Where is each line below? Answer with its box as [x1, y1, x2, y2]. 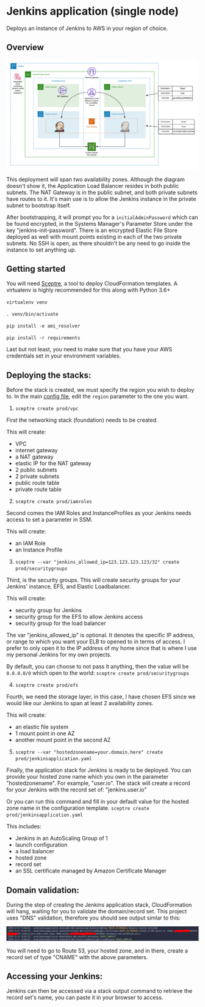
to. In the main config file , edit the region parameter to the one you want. [6, 393, 189, 400]
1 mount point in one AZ [15, 730, 75, 737]
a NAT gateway [15, 453, 54, 460]
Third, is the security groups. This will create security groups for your [6, 577, 181, 584]
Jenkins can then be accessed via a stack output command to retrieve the [6, 987, 193, 995]
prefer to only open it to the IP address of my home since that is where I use [6, 645, 197, 652]
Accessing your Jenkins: [6, 971, 103, 981]
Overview [6, 42, 45, 53]
